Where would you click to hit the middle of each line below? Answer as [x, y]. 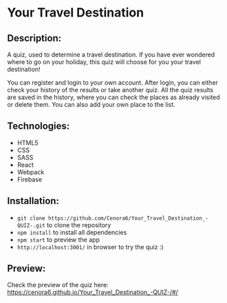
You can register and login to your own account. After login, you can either [113, 83]
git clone [31, 218]
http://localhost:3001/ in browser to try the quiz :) [90, 247]
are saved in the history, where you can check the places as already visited [113, 97]
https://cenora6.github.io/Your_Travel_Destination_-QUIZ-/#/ [93, 292]
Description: [34, 38]
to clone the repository [79, 224]
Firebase [30, 179]
